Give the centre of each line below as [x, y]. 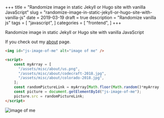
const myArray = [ [33, 64]
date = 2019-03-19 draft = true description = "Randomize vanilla [91, 17]
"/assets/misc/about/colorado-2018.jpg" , [61, 78]
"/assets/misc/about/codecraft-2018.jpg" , [62, 73]
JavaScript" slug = [24, 12]
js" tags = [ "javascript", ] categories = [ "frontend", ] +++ [63, 23]
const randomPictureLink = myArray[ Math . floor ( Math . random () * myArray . [88, 87]
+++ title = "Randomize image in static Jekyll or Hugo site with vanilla [75, 7]
